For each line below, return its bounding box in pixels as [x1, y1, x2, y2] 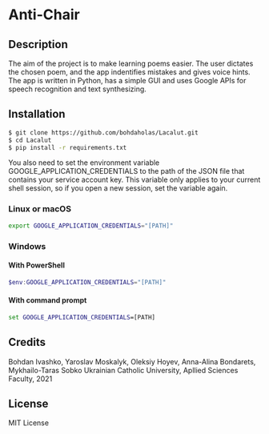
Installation [8, 107, 66, 121]
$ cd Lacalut [8, 136, 52, 144]
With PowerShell [8, 260, 66, 270]
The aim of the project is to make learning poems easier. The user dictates [8, 58, 254, 68]
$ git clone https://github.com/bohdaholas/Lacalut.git [8, 128, 199, 137]
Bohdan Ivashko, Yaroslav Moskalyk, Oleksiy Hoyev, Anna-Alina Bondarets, [8, 356, 256, 366]
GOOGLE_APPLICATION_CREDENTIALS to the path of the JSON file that [8, 167, 245, 176]
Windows [8, 240, 46, 251]
